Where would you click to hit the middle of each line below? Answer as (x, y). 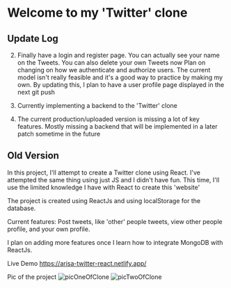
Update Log (33, 39)
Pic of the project (32, 277)
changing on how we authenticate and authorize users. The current (114, 70)
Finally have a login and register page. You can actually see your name (119, 55)
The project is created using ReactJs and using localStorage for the (104, 200)
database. (22, 208)
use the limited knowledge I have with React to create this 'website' (104, 187)
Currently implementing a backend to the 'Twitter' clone (97, 105)
